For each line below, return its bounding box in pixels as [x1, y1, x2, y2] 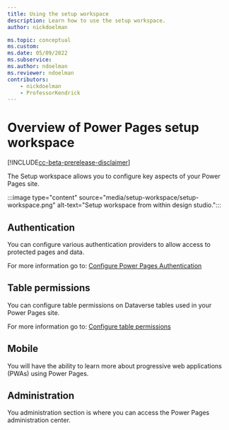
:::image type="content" [7, 193, 78, 202]
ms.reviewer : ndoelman [7, 69, 74, 77]
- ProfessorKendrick [20, 89, 81, 97]
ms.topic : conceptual [7, 36, 71, 43]
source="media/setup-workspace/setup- [78, 193, 199, 202]
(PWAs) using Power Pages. [7, 369, 89, 377]
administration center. [7, 416, 71, 424]
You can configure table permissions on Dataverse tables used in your [7, 301, 212, 309]
